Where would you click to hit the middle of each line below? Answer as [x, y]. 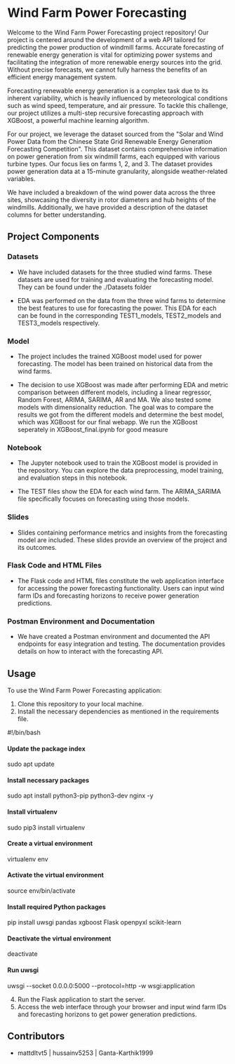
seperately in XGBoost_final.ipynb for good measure [93, 429]
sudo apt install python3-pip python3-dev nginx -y [80, 796]
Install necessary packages [48, 780]
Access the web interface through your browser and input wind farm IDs [122, 1006]
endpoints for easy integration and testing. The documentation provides [121, 644]
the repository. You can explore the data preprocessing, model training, [120, 471]
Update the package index [46, 748]
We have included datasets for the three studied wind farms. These [115, 272]
